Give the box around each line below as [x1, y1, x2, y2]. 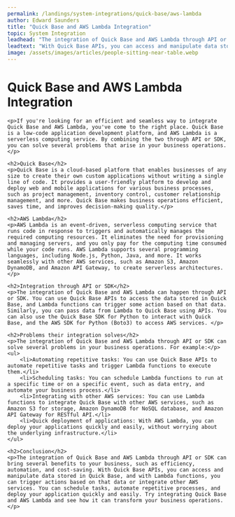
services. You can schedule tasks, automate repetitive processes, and [7, 484, 220, 492]
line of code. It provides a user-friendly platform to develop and [7, 178, 211, 185]
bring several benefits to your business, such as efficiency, [7, 460, 196, 467]
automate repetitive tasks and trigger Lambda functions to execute [7, 362, 211, 369]
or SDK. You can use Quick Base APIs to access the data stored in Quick [7, 295, 227, 302]
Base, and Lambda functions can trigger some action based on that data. [7, 301, 227, 308]
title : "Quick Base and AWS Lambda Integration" [7, 23, 152, 30]
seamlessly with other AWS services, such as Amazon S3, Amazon [7, 258, 199, 265]
